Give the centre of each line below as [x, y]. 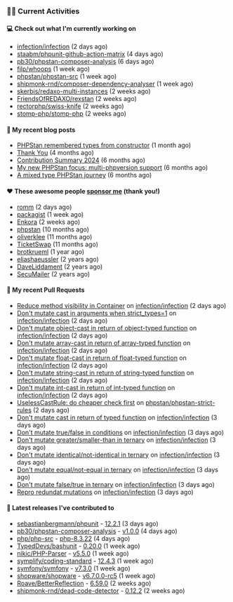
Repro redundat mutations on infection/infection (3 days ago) [105, 492]
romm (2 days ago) [44, 207]
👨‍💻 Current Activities [43, 11]
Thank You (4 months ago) [55, 153]
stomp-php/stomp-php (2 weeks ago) [72, 114]
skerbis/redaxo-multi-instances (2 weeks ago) [84, 91]
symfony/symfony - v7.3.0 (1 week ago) [73, 568]
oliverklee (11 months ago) [54, 236]
